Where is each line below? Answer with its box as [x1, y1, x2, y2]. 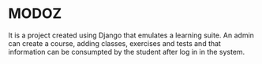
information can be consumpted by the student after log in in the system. [8, 47, 245, 56]
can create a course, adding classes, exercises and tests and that [8, 38, 221, 48]
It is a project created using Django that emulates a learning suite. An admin [8, 30, 255, 40]
